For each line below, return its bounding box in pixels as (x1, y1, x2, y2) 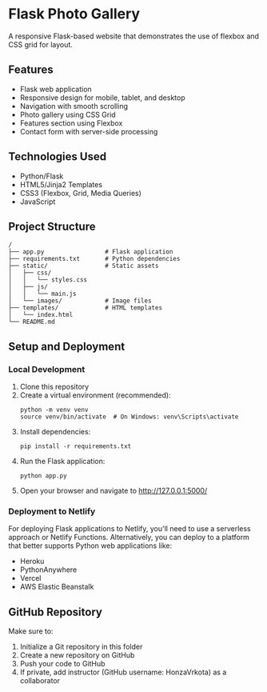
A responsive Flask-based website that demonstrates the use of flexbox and (8, 31, 260, 41)
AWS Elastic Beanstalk (19, 582, 94, 592)
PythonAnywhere (19, 565, 78, 574)
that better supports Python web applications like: (8, 541, 173, 550)
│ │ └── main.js (8, 290, 78, 298)
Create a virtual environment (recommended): (19, 390, 171, 400)
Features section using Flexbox (19, 118, 123, 128)
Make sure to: (8, 626, 54, 636)
